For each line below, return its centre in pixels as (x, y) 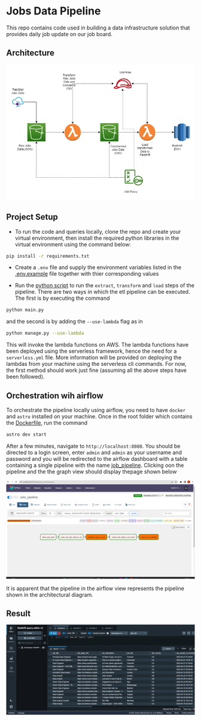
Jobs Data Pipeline (54, 11)
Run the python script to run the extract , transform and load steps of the (105, 285)
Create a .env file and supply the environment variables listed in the (98, 267)
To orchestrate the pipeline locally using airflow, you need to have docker (96, 410)
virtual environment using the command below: (73, 244)
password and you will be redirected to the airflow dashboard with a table (97, 458)
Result (19, 614)
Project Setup (32, 217)
